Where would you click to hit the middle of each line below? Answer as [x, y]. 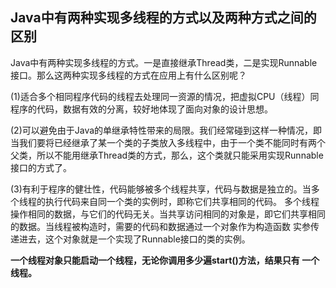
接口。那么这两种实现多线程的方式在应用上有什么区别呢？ [128, 75]
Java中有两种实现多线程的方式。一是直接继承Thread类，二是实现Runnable [164, 62]
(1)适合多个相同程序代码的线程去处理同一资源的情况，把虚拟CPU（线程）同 [165, 96]
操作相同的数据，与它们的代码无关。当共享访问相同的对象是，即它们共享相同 [168, 214]
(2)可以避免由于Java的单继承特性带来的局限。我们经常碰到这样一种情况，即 [166, 130]
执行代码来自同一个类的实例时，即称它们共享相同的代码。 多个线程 [182, 201]
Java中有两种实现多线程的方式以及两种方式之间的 [163, 18]
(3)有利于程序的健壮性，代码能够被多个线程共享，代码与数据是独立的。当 [161, 189]
